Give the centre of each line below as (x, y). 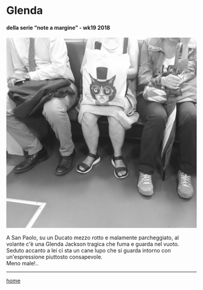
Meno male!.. (23, 263)
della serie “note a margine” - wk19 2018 (58, 27)
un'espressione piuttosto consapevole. (54, 257)
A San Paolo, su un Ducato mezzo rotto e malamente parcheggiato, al (93, 238)
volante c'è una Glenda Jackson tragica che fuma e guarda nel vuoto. (93, 244)
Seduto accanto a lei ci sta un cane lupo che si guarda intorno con (89, 251)
